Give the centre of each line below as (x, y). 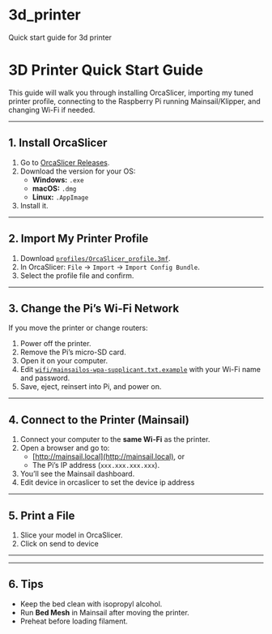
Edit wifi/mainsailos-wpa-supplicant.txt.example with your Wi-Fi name (140, 370)
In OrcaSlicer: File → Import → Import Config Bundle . (110, 267)
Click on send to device (59, 543)
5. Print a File (42, 515)
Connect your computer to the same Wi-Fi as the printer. (115, 439)
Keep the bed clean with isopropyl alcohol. (91, 604)
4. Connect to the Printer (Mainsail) (99, 420)
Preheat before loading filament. (74, 621)
